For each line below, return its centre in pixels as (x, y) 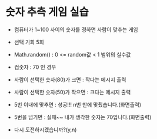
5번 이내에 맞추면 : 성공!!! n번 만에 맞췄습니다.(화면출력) (78, 104)
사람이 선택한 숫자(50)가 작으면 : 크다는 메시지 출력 (72, 92)
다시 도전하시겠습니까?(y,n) (45, 130)
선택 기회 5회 (29, 42)
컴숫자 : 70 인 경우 (35, 67)
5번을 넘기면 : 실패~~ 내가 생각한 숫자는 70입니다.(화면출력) (83, 117)
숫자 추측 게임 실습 (47, 12)
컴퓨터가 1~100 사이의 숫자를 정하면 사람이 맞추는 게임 (76, 29)
